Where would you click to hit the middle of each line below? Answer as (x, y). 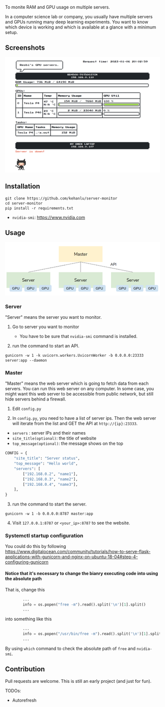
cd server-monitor (24, 203)
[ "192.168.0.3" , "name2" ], (50, 479)
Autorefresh (24, 700)
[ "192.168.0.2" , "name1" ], (50, 474)
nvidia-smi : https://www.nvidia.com (49, 217)
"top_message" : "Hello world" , (46, 464)
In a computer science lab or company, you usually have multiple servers (79, 17)
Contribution (25, 669)
